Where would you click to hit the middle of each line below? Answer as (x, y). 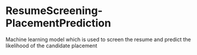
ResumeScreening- (54, 11)
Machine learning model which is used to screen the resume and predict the (98, 39)
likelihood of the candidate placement (51, 46)
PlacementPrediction (58, 23)
